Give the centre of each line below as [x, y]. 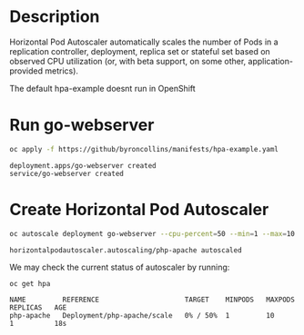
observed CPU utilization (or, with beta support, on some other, [128, 61]
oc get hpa [30, 283]
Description [55, 17]
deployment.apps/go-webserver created [83, 165]
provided [26, 71]
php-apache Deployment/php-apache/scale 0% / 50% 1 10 [142, 316]
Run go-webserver [82, 125]
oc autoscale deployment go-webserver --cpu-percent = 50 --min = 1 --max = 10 [152, 233]
